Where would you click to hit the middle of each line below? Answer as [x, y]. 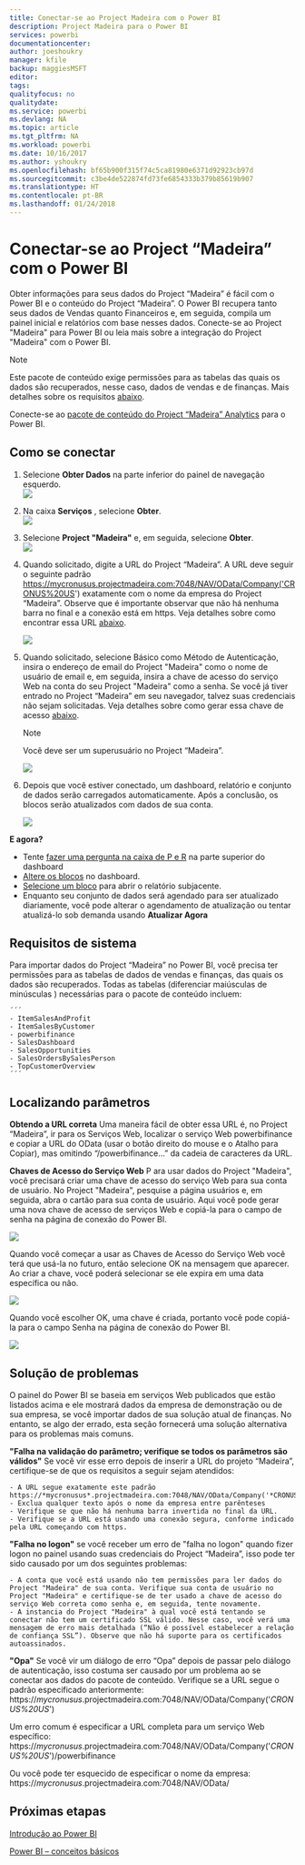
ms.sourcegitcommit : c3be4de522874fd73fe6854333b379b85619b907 [132, 178]
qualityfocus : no [42, 94]
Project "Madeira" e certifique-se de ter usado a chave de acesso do [146, 1596]
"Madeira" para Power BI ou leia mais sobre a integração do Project [136, 332]
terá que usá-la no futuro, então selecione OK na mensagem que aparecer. [149, 1264]
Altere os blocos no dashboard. [81, 876]
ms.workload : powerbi [50, 145]
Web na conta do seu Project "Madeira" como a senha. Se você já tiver [155, 686]
